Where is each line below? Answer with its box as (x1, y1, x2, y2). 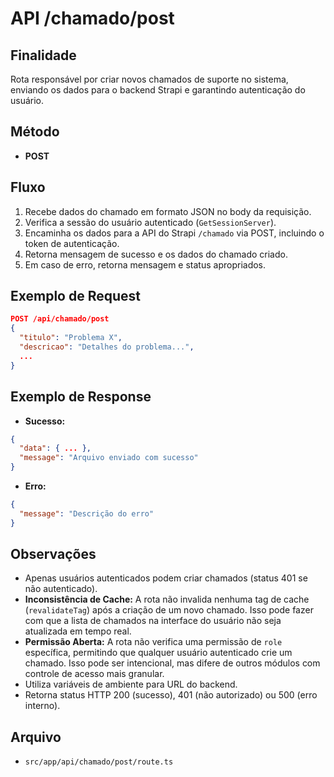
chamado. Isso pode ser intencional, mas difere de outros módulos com (24, 657, 321, 669)
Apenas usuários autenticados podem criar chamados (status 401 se (24, 572, 308, 584)
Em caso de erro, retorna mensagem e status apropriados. (24, 258, 267, 271)
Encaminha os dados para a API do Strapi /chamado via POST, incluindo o (24, 227, 325, 239)
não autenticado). (24, 583, 98, 595)
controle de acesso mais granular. (24, 668, 165, 680)
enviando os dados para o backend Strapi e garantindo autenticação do (10, 84, 306, 96)
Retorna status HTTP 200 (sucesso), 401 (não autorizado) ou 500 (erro (24, 689, 318, 701)
